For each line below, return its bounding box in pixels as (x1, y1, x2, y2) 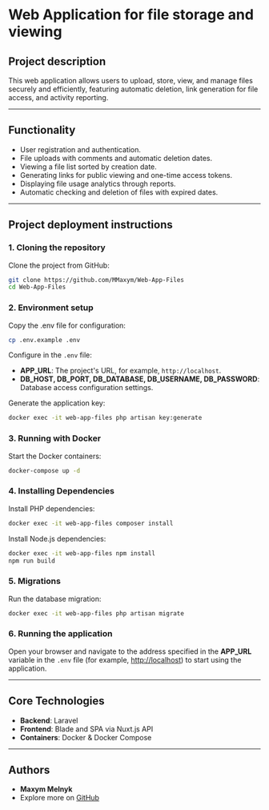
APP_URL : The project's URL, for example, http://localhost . (19, 366, 222, 376)
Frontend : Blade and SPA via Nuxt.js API (19, 723, 154, 734)
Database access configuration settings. (19, 383, 154, 393)
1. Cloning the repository (8, 242, 106, 253)
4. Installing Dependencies (8, 486, 114, 497)
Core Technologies (8, 695, 106, 708)
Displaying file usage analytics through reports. (19, 179, 176, 188)
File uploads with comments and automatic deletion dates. (19, 153, 213, 163)
